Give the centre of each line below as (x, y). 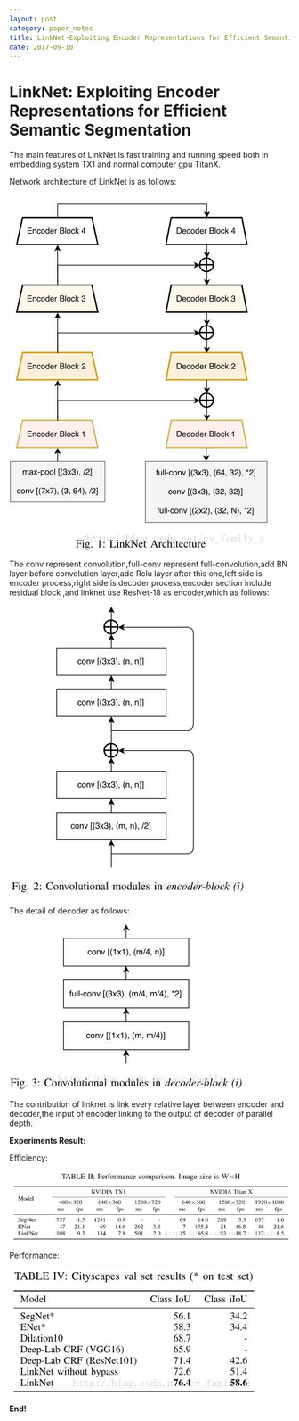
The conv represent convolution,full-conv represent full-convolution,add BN (149, 564)
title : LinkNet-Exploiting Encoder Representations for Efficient (135, 37)
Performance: (34, 1256)
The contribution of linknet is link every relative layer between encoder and (147, 1104)
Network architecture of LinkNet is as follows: (93, 182)
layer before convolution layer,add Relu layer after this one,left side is (136, 574)
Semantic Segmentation (100, 130)
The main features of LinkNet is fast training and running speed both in (139, 155)
